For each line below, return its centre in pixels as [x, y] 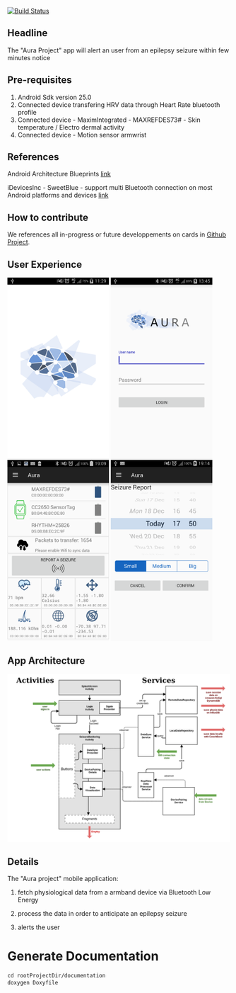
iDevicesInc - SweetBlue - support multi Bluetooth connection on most [110, 188]
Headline [28, 33]
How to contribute [48, 217]
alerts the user [39, 927]
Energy [28, 900]
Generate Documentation [83, 956]
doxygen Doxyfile [33, 983]
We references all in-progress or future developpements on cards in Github [117, 234]
